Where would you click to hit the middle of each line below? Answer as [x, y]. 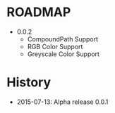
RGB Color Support [55, 46]
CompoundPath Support [63, 39]
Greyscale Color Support [63, 54]
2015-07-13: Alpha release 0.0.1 [62, 102]
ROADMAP [39, 12]
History [29, 82]
